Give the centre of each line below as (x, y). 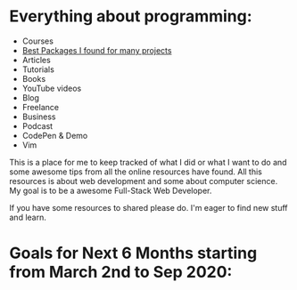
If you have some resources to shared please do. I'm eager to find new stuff (148, 207)
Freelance (41, 107)
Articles (36, 60)
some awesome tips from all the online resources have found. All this (136, 172)
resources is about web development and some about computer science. (144, 181)
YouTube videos (52, 88)
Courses (37, 41)
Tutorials (38, 69)
